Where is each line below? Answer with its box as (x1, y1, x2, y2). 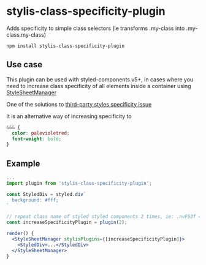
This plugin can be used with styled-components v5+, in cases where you (6, 75, 194, 83)
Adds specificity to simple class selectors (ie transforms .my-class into (6, 24, 185, 32)
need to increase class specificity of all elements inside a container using (6, 82, 191, 89)
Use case (6, 59, 43, 70)
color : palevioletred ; (12, 130, 70, 136)
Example (6, 158, 40, 169)
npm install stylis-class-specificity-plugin (6, 43, 124, 49)
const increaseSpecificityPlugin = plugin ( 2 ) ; (6, 219, 128, 226)
